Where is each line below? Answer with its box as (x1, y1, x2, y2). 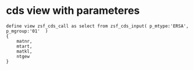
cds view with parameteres (6, 4, 140, 17)
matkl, (16, 48, 33, 54)
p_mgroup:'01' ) (6, 28, 48, 34)
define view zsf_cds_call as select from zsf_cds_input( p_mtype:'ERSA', (6, 23, 189, 29)
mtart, (16, 43, 33, 49)
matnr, (16, 38, 33, 44)
